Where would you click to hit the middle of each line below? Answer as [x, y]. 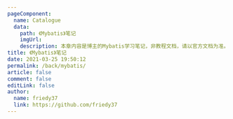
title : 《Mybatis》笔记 [37, 53]
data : [22, 27]
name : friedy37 [36, 99]
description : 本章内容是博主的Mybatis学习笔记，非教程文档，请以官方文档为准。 [125, 46]
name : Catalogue [37, 20]
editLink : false [31, 85]
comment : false [29, 79]
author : [19, 92]
